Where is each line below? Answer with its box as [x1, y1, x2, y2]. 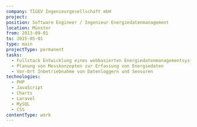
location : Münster [6, 25, 51, 31]
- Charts [11, 90, 33, 96]
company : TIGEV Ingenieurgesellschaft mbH [6, 8, 111, 15]
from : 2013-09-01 [6, 30, 49, 36]
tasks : [6, 52, 22, 58]
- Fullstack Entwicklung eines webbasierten [11, 57, 122, 63]
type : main [6, 42, 33, 47]
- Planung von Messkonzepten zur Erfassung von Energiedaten [11, 63, 164, 69]
